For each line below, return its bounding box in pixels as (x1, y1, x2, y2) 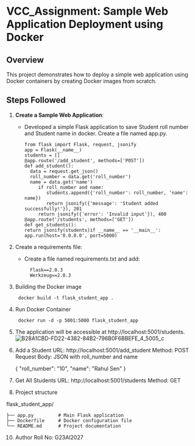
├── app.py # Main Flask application (6, 412, 124, 418)
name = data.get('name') (29, 179, 93, 185)
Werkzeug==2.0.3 (29, 272, 71, 278)
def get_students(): (24, 221, 77, 228)
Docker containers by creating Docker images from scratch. (6, 78, 157, 84)
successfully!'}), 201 (24, 206, 82, 212)
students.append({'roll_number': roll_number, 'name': (46, 190, 189, 196)
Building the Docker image (15, 283, 82, 290)
